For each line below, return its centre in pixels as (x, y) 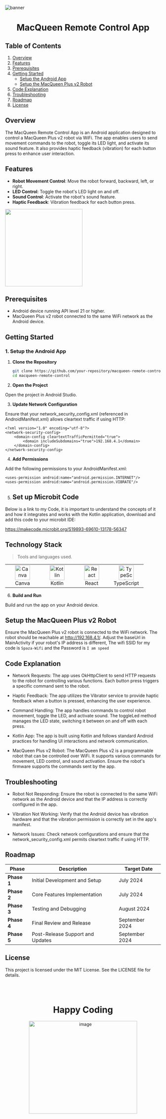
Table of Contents (33, 46)
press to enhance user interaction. (40, 153)
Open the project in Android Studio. (41, 395)
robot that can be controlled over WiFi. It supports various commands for (86, 756)
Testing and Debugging (59, 909)
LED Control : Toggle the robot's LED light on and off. (66, 191)
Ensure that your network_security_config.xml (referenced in (67, 414)
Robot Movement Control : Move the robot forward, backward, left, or (83, 181)
